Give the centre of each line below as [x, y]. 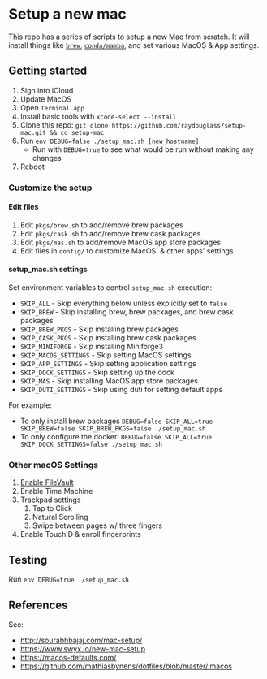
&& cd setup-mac [77, 132]
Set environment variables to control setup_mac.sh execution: [110, 288]
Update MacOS [45, 99]
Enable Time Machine [56, 491]
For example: [30, 405]
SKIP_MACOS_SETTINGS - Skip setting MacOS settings [106, 355]
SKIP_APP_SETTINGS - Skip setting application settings [108, 364]
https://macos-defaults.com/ [68, 657]
